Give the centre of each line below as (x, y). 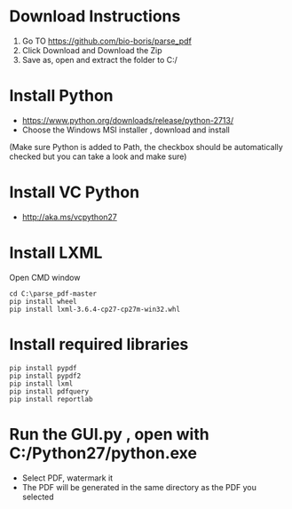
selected (38, 497)
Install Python (61, 96)
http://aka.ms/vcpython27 (70, 217)
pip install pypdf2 (45, 376)
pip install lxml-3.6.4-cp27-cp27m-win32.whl (95, 309)
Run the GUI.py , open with (110, 434)
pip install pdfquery (49, 391)
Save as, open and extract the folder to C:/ (99, 60)
